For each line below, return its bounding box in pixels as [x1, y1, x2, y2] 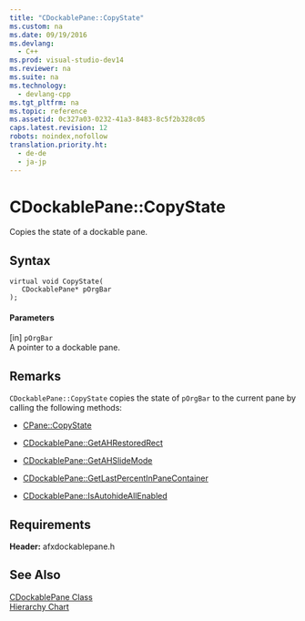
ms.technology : [9, 81, 67, 90]
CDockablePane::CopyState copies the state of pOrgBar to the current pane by [9, 392, 297, 403]
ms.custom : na [9, 22, 64, 31]
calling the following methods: [9, 402, 123, 413]
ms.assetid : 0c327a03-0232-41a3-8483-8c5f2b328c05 [9, 115, 206, 124]
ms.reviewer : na [9, 65, 71, 74]
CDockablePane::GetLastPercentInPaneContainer [22, 473, 209, 484]
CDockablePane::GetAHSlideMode [22, 455, 153, 466]
